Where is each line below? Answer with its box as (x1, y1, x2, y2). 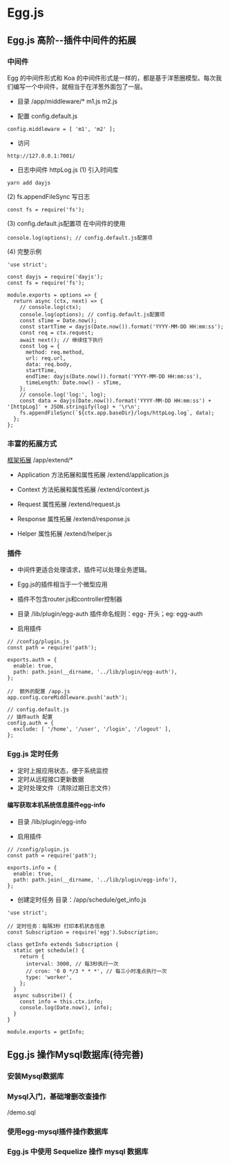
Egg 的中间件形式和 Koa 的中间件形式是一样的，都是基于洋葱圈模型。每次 (7, 73, 216, 82)
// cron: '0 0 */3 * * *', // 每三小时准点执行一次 (25, 968, 167, 974)
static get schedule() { (13, 947, 85, 954)
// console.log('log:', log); (19, 391, 107, 398)
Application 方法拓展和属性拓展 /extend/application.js (17, 471, 169, 479)
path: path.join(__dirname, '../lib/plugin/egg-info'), (13, 876, 178, 883)
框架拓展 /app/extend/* (7, 456, 74, 464)
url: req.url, (25, 355, 67, 362)
